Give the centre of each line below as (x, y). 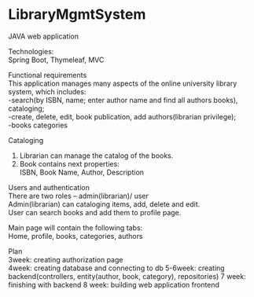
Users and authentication (49, 187)
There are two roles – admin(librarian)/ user (79, 196)
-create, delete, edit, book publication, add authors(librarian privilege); (122, 116)
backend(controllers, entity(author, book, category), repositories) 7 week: (127, 276)
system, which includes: (47, 91)
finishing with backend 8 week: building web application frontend (114, 284)
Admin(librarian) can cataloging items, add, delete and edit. (104, 204)
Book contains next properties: (69, 163)
